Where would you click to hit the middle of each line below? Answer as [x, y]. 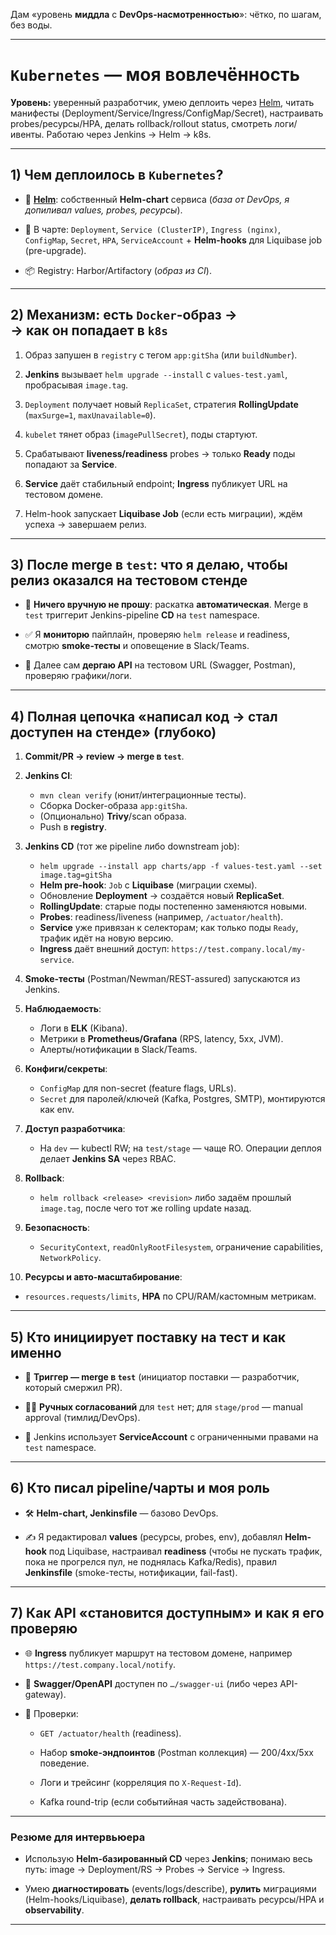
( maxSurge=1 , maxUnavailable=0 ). [90, 415]
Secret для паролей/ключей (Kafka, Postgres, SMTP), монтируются [182, 1099]
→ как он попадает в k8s [89, 330]
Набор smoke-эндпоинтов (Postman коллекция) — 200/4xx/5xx [176, 1752]
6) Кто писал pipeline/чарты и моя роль [140, 1488]
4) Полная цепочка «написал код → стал [144, 716]
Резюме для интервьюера [78, 1837]
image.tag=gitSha [76, 875]
